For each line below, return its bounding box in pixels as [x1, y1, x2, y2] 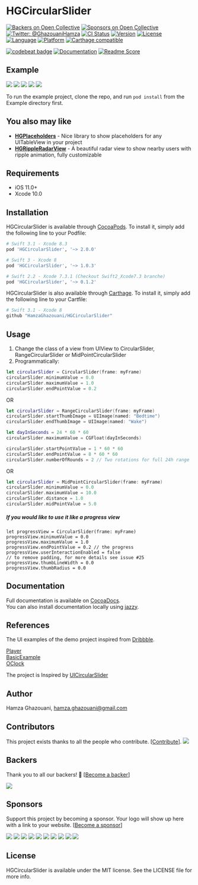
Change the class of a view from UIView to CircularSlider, [14, 345, 155, 352]
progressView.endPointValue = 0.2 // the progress [6, 544, 134, 550]
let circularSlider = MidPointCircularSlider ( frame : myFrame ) [6, 479, 163, 485]
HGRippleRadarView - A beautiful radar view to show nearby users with [14, 145, 191, 152]
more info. [6, 873, 31, 880]
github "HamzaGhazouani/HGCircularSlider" [6, 313, 113, 319]
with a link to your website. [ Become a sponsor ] [6, 821, 123, 828]
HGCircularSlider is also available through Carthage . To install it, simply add [6, 289, 191, 297]
